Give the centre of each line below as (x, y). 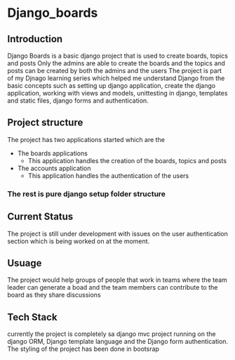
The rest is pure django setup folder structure (87, 193)
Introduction (35, 39)
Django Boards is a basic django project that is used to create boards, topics (117, 56)
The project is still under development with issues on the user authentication (117, 233)
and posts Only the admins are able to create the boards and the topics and (116, 63)
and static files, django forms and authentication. (78, 101)
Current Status (40, 217)
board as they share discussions (54, 295)
